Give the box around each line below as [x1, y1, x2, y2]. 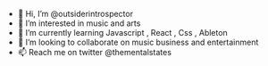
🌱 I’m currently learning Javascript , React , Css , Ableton [17, 28, 228, 37]
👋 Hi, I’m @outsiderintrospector [17, 9, 134, 19]
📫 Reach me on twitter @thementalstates [17, 47, 172, 57]
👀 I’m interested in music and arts [17, 18, 141, 29]
